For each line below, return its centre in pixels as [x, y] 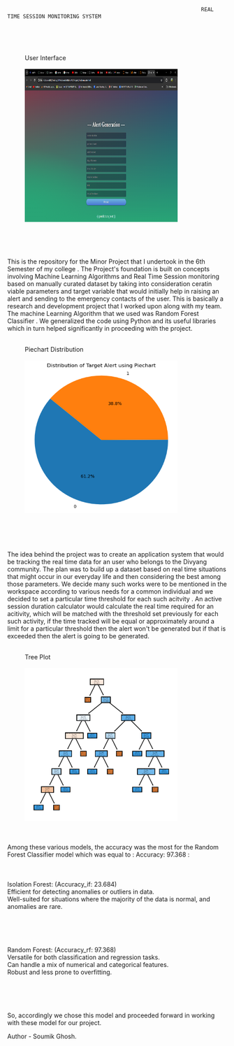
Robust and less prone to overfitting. [60, 972]
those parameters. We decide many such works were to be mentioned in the [117, 584]
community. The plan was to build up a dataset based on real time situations [117, 569]
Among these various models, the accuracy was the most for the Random [113, 847]
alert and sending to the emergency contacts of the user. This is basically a [115, 299]
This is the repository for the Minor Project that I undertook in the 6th [107, 261]
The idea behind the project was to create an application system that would [116, 554]
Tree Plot [38, 657]
